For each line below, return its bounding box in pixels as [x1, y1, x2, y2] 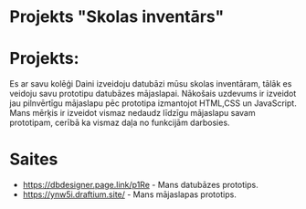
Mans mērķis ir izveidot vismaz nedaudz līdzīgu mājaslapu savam [9, 108, 256, 119]
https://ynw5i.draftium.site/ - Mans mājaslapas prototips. [22, 189, 237, 200]
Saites [9, 149, 58, 170]
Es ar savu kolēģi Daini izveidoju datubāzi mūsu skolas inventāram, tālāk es [9, 78, 292, 89]
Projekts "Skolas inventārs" [9, 6, 225, 27]
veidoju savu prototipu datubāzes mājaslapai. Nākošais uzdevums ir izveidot [9, 89, 297, 99]
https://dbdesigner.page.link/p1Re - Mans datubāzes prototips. [22, 180, 259, 191]
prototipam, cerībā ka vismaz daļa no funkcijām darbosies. [9, 117, 230, 129]
